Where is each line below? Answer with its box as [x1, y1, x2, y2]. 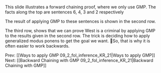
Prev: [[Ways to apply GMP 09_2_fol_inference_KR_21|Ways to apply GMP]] [5, 52, 155, 58]
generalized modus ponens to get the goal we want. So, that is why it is [5, 38, 150, 44]
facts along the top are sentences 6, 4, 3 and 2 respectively [5, 9, 124, 15]
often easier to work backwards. [5, 43, 70, 49]
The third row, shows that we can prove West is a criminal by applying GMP [5, 28, 156, 33]
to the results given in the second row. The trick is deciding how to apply [5, 33, 150, 38]
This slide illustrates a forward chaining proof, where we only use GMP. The [5, 4, 156, 10]
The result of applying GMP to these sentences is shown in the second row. [5, 19, 156, 24]
